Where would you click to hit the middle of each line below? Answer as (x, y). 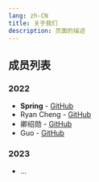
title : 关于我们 (33, 23)
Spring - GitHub (47, 106)
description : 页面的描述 (47, 30)
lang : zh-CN (28, 16)
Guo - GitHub (42, 133)
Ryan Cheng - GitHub (56, 115)
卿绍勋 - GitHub (46, 124)
